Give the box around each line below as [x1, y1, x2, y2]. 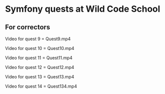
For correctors [5, 23, 50, 31]
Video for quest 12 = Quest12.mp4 [5, 65, 75, 70]
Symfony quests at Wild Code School [5, 3, 161, 15]
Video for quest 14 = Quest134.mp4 [5, 83, 77, 89]
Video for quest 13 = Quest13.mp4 [5, 74, 74, 79]
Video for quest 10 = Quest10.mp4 [5, 46, 75, 51]
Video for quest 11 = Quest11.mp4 [5, 55, 73, 61]
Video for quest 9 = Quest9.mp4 [5, 36, 71, 42]
